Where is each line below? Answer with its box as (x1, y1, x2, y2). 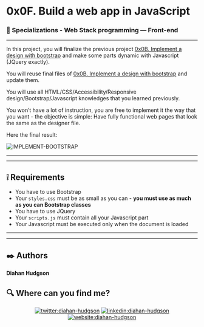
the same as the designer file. (6, 120, 81, 127)
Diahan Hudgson (6, 269, 50, 277)
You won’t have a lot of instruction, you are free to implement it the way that (6, 106, 196, 114)
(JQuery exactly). (6, 58, 50, 66)
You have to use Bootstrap (15, 188, 82, 196)
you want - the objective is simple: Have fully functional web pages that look (6, 113, 197, 120)
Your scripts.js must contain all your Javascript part (15, 214, 149, 221)
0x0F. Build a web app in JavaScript (6, 4, 190, 18)
